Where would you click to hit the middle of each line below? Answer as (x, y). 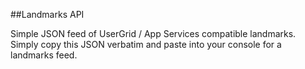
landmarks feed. (44, 55)
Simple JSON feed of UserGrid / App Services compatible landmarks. (153, 33)
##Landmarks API (47, 14)
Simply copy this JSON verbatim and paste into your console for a (146, 44)
